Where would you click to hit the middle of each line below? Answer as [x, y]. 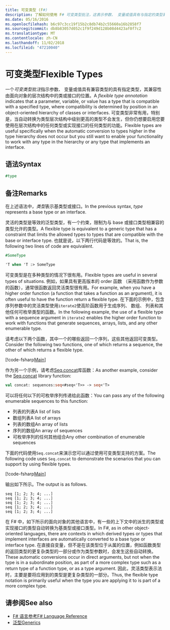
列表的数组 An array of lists [40, 424]
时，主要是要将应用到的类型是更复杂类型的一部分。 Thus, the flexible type [82, 574]
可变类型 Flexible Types [54, 74]
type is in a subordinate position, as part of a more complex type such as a [83, 562]
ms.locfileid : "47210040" [32, 48]
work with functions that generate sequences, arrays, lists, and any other [81, 323]
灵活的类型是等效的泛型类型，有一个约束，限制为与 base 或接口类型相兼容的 [85, 223]
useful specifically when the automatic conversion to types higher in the [80, 131]
